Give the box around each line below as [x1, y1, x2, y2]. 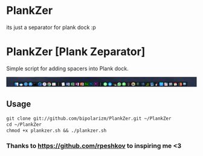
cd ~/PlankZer [6, 122, 42, 128]
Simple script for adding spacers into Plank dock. [6, 65, 129, 72]
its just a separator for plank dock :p [6, 24, 97, 31]
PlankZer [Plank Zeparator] [6, 45, 146, 59]
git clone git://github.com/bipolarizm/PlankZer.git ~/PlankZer [6, 115, 172, 122]
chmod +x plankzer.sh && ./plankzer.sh [6, 128, 107, 134]
